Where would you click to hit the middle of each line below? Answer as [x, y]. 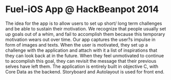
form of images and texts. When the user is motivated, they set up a [77, 45]
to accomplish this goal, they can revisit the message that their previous [81, 61]
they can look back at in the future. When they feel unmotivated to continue [85, 55]
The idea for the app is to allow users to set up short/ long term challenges [84, 23]
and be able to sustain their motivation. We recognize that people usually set [86, 28]
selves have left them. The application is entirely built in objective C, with [82, 66]
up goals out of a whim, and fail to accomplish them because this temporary [85, 34]
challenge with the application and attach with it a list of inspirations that [81, 50]
